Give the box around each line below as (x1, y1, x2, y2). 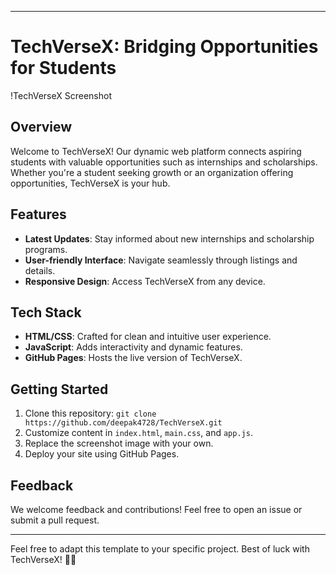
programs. (24, 243, 68, 255)
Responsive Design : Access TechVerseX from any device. (24, 275, 266, 287)
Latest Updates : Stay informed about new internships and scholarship (24, 232, 315, 245)
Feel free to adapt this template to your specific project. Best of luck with (10, 543, 310, 555)
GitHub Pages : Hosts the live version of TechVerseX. (24, 352, 243, 364)
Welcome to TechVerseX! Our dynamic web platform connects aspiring (10, 145, 302, 157)
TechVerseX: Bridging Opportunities (10, 36, 319, 58)
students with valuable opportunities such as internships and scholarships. (10, 156, 318, 168)
